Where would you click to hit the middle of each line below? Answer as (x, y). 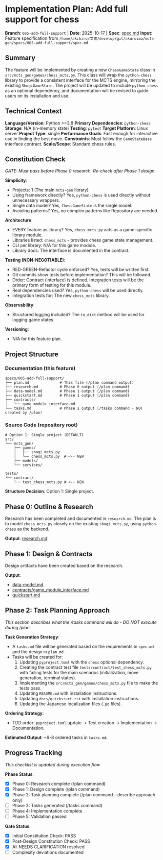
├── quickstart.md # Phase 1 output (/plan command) (68, 395)
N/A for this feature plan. (37, 339)
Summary (20, 58)
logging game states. (33, 320)
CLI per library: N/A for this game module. (54, 246)
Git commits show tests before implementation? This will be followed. (82, 275)
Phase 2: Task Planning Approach (57, 610)
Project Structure (32, 354)
